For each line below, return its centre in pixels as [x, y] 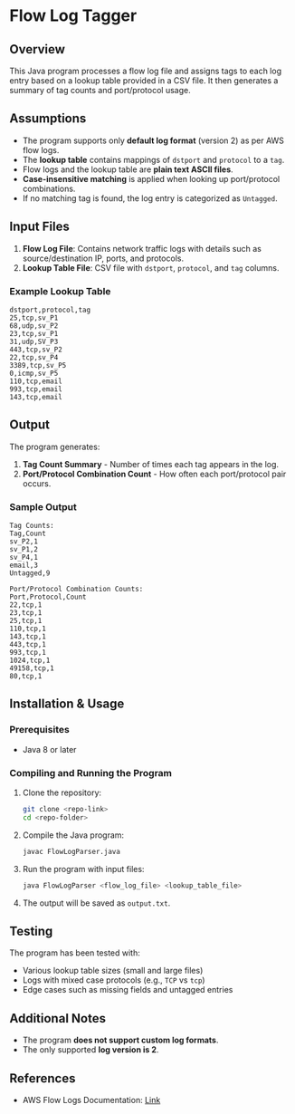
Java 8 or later [49, 749]
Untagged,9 [30, 573]
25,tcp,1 [26, 621]
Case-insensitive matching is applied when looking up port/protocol [151, 178]
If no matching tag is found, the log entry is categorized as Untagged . [150, 198]
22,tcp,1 [26, 605]
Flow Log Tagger [73, 16]
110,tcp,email [36, 381]
